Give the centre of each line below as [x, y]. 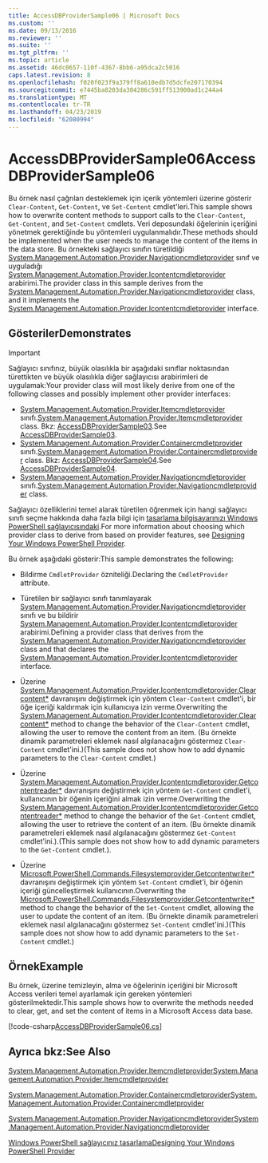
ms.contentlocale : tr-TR [49, 105]
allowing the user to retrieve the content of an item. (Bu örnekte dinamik [138, 824]
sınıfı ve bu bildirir [49, 615]
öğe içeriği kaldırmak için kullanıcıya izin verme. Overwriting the [124, 706]
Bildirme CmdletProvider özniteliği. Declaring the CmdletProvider [124, 574]
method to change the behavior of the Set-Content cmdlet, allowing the [136, 908]
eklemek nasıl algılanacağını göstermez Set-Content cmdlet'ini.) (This [132, 924]
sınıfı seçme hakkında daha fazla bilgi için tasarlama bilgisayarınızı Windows [133, 518]
